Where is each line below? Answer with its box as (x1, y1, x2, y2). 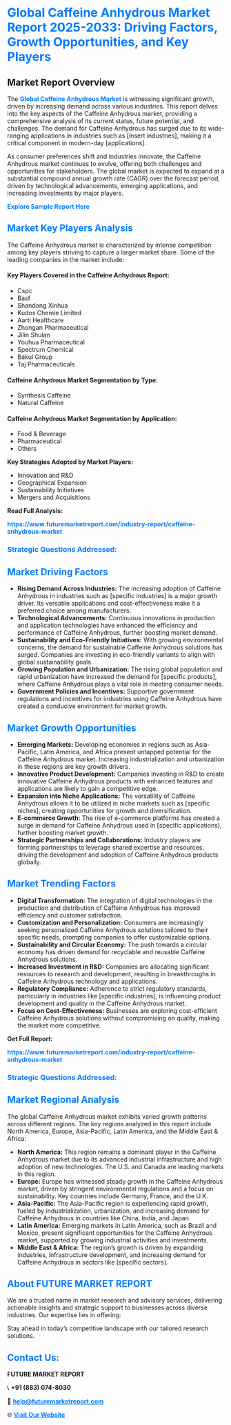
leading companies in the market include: (7, 255, 125, 263)
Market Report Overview (7, 76, 115, 88)
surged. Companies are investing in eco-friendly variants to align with (17, 651, 215, 659)
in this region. (17, 1170, 57, 1178)
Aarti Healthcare (17, 316, 64, 324)
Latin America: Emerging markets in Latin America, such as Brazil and (17, 1221, 217, 1229)
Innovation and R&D (17, 472, 74, 480)
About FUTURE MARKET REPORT (7, 1278, 153, 1289)
